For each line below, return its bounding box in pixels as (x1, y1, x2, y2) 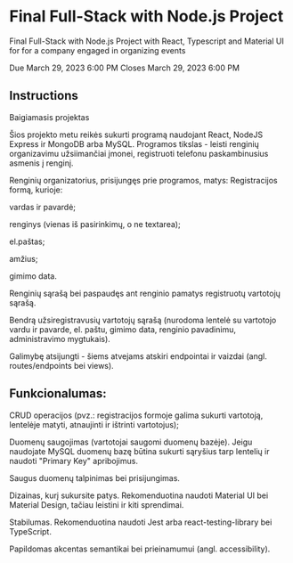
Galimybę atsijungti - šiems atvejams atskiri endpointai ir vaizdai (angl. (9, 350, 267, 362)
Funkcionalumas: (9, 386, 107, 402)
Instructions (9, 88, 78, 103)
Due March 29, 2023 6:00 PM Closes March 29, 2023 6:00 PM (9, 62, 240, 73)
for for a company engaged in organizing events (9, 45, 186, 55)
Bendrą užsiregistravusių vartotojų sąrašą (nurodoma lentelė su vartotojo (9, 314, 277, 325)
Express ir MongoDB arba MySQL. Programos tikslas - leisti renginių (9, 138, 260, 149)
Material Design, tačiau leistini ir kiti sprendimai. (9, 499, 184, 510)
